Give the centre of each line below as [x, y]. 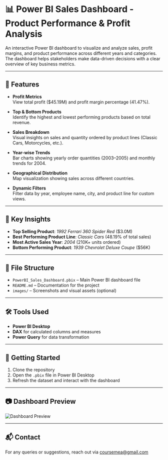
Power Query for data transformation [51, 337]
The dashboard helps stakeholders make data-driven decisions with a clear [83, 58]
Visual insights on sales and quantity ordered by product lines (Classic [85, 137]
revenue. [21, 122]
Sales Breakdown [31, 132]
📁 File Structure [30, 268]
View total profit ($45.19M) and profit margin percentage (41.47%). [81, 102]
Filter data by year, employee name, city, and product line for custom [83, 193]
